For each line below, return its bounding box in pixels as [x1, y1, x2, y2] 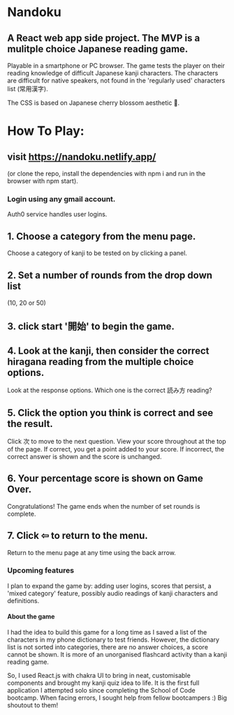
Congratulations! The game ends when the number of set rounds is [7, 502, 200, 510]
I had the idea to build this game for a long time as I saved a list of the [7, 628, 207, 637]
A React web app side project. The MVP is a [7, 32, 200, 44]
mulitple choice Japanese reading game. [7, 43, 189, 55]
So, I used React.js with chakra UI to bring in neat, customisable [7, 672, 191, 680]
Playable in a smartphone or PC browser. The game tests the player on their [7, 62, 225, 70]
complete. [7, 510, 36, 518]
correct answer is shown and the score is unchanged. [7, 452, 162, 461]
